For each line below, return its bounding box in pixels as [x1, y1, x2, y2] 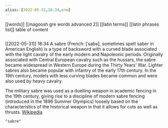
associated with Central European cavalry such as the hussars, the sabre [5, 56, 156, 63]
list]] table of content [5, 26, 49, 33]
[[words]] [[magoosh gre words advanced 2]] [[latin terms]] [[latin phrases [5, 21, 159, 27]
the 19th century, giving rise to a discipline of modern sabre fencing [5, 93, 145, 99]
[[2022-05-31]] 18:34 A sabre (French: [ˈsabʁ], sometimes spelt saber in [5, 41, 154, 47]
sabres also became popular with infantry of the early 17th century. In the [5, 67, 156, 73]
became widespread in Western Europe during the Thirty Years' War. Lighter [5, 62, 163, 68]
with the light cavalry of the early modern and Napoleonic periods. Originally [5, 51, 163, 57]
